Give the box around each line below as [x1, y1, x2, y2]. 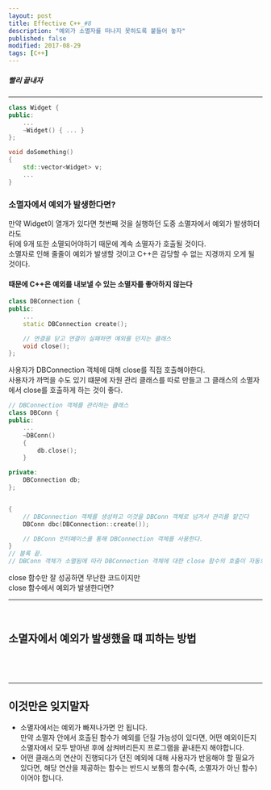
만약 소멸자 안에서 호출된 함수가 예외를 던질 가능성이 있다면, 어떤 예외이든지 [19, 732, 257, 742]
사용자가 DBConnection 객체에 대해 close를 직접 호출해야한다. [8, 365, 206, 375]
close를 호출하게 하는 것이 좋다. [23, 385, 123, 395]
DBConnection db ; [23, 476, 81, 484]
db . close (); [37, 446, 78, 454]
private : [8, 469, 38, 477]
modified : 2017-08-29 [8, 42, 81, 50]
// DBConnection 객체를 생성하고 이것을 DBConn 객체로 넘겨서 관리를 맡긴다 [23, 512, 249, 520]
